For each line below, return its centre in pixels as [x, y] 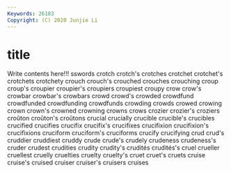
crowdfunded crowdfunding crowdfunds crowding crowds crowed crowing [115, 103]
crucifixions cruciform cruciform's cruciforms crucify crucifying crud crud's [116, 133]
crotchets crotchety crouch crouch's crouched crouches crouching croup [113, 81]
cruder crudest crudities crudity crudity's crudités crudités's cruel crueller [114, 148]
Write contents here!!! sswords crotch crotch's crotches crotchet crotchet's [115, 74]
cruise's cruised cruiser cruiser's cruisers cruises [78, 163]
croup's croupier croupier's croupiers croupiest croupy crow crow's [104, 88]
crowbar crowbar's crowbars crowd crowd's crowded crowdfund [101, 96]
